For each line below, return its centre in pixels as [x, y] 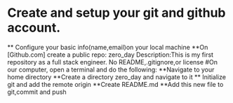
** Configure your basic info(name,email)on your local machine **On [108, 47]
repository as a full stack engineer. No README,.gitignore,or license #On [112, 62]
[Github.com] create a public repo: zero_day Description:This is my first [111, 55]
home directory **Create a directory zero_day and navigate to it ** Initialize [117, 77]
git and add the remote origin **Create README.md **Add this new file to [115, 84]
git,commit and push [37, 92]
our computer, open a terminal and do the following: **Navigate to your [111, 69]
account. [34, 28]
